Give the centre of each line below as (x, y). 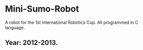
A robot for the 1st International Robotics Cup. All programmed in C (72, 22)
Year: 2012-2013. (32, 43)
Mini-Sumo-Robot (42, 9)
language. (15, 27)
